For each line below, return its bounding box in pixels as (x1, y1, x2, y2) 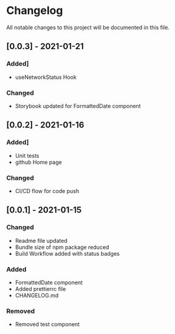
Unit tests (15, 152, 39, 159)
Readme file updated (15, 237, 68, 244)
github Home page (15, 158, 62, 166)
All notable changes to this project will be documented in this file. (6, 24, 170, 31)
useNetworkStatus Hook (15, 73, 77, 81)
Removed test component (15, 321, 80, 328)
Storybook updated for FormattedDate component (15, 102, 141, 109)
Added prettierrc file (15, 285, 66, 292)
